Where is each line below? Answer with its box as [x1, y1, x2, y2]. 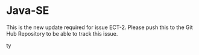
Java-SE [6, 4, 49, 18]
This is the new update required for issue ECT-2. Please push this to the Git [6, 24, 193, 31]
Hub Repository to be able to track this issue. [6, 30, 118, 37]
